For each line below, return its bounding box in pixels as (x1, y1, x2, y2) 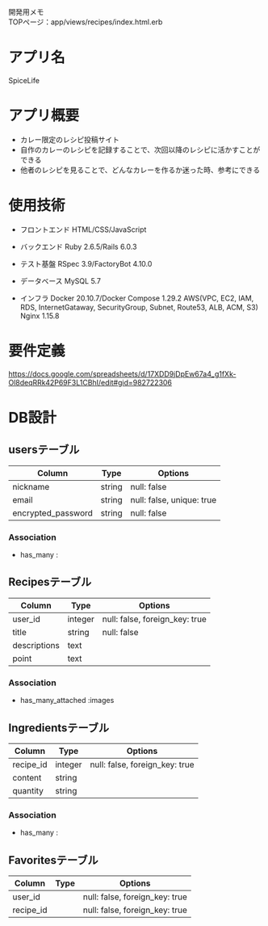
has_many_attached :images (19, 696, 115, 705)
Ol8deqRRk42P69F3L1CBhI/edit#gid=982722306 (8, 377, 172, 387)
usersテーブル (8, 443, 80, 457)
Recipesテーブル (8, 575, 92, 589)
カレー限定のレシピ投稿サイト (19, 134, 119, 144)
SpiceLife (8, 75, 40, 85)
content (12, 772, 42, 783)
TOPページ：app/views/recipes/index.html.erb (8, 17, 163, 27)
